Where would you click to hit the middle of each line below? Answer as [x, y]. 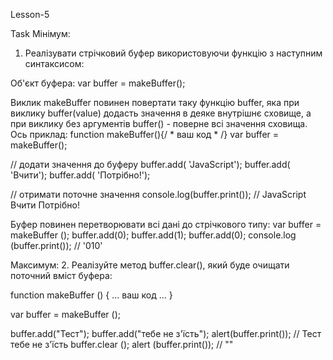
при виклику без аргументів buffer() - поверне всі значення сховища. [159, 123]
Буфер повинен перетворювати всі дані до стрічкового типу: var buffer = [166, 224]
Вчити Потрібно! [45, 205]
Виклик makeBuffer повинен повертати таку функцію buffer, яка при [155, 102]
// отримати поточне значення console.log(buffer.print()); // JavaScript [158, 194]
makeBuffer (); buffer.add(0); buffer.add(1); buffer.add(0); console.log [153, 235]
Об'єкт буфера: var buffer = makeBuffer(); [98, 83]
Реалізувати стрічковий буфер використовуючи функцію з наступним [173, 53]
